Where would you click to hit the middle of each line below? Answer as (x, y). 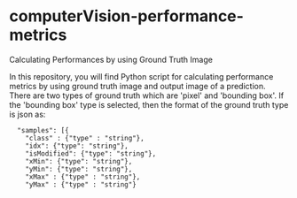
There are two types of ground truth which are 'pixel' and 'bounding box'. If (147, 95)
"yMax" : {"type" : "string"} (81, 184)
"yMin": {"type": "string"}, (79, 169)
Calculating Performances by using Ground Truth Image (111, 59)
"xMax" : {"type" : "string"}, (83, 177)
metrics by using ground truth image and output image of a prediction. (137, 86)
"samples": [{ (43, 130)
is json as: (27, 114)
